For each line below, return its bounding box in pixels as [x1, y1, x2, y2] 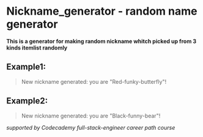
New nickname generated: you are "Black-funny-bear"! [21, 112, 161, 119]
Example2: [6, 96, 48, 106]
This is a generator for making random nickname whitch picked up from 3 [6, 37, 197, 45]
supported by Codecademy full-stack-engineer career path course [6, 124, 175, 131]
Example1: [6, 62, 46, 72]
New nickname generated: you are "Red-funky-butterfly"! [21, 78, 167, 85]
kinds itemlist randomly [6, 44, 68, 51]
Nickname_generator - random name [6, 4, 197, 18]
